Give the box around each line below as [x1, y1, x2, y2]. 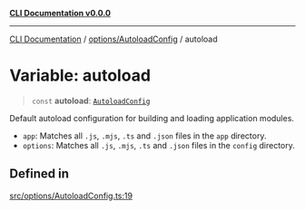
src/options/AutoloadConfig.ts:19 [9, 190, 133, 201]
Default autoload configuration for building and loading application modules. [9, 112, 295, 123]
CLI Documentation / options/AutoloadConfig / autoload [9, 33, 218, 44]
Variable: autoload [9, 65, 152, 86]
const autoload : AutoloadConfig [31, 95, 151, 106]
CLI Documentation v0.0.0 [9, 8, 112, 18]
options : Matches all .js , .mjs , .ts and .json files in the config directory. [22, 139, 295, 150]
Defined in [9, 167, 70, 182]
